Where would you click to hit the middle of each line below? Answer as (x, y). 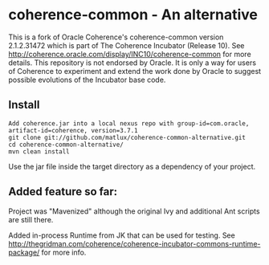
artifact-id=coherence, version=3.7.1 (73, 130)
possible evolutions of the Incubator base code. (87, 79)
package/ (24, 252)
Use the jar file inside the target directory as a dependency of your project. (132, 166)
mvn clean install (39, 151)
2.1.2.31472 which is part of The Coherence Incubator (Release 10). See (126, 45)
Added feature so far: (63, 192)
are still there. (31, 219)
